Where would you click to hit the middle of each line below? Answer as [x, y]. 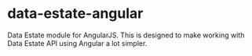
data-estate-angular [75, 14]
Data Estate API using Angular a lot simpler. [77, 43]
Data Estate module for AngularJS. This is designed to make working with [126, 35]
